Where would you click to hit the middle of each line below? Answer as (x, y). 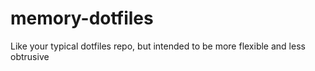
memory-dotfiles (82, 18)
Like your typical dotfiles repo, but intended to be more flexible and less (158, 46)
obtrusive (30, 56)
